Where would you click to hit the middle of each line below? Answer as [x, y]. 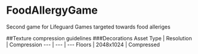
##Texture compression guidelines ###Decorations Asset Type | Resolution [99, 38]
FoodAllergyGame [52, 10]
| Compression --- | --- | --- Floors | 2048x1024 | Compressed [83, 45]
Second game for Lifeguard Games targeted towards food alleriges [89, 27]
